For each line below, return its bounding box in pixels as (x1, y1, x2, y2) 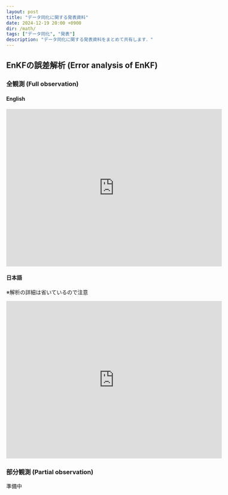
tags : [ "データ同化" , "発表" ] (6, 31, 75, 37)
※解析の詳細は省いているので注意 (6, 289, 89, 296)
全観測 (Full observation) (6, 80, 79, 88)
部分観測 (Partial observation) (6, 467, 94, 476)
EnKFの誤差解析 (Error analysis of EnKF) (6, 61, 158, 71)
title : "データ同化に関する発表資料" (6, 14, 89, 20)
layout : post (6, 8, 39, 15)
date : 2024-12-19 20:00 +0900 (6, 20, 82, 26)
